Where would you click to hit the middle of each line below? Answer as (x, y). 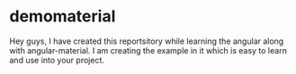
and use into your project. (57, 60)
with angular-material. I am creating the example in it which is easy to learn (148, 50)
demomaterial (63, 16)
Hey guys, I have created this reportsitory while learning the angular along (147, 41)
